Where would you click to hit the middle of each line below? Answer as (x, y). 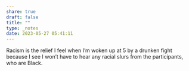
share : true (21, 12)
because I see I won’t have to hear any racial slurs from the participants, (95, 57)
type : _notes (22, 28)
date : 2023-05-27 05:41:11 (40, 34)
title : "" (18, 22)
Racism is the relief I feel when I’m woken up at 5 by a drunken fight (89, 50)
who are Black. (24, 63)
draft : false (22, 17)
